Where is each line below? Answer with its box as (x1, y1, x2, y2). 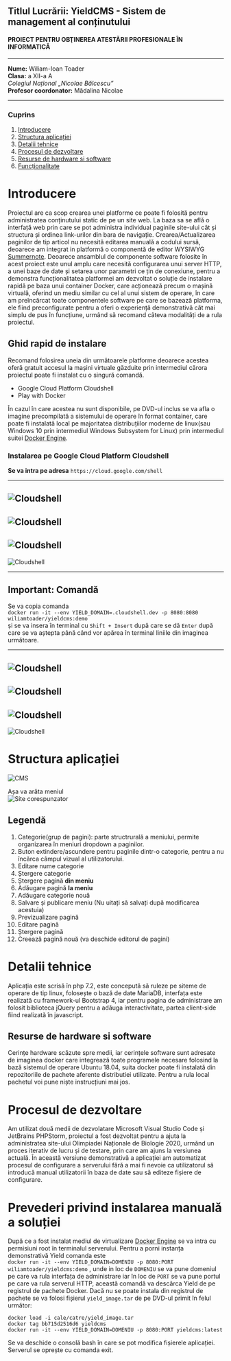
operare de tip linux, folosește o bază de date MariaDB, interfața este (8, 988, 203, 997)
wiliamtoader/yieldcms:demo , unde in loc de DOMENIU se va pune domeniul (8, 1265, 217, 1273)
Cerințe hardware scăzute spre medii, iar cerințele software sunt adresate (8, 1049, 216, 1057)
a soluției (8, 1214, 61, 1230)
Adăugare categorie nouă (17, 891, 90, 899)
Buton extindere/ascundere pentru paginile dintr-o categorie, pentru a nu (17, 847, 224, 855)
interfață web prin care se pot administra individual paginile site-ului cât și (8, 223, 217, 231)
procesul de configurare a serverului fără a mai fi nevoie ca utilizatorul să (8, 1161, 215, 1170)
